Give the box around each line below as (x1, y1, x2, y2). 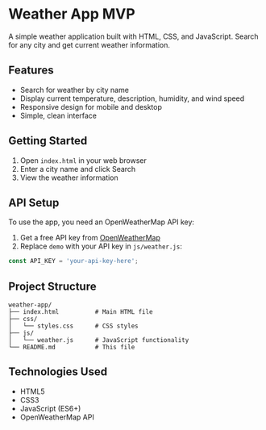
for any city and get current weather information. (8, 40, 171, 49)
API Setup (8, 195, 60, 210)
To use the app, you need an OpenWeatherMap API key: (8, 217, 195, 227)
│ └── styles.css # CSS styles (8, 322, 139, 331)
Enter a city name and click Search (19, 164, 136, 173)
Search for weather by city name (19, 85, 129, 94)
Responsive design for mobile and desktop (19, 102, 163, 111)
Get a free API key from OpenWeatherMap (19, 233, 161, 243)
